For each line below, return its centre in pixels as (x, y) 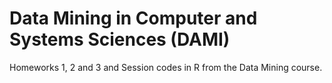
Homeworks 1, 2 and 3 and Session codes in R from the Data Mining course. (166, 67)
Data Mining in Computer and (133, 18)
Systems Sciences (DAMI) (120, 39)
